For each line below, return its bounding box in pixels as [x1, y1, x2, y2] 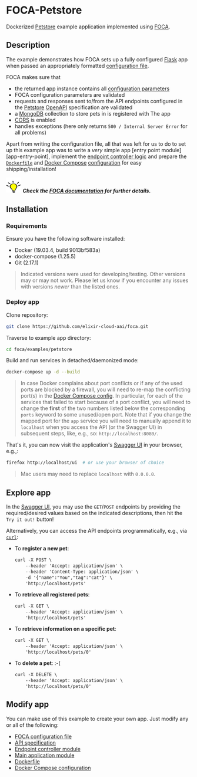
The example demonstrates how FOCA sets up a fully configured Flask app [6, 55, 188, 63]
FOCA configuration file [14, 733, 72, 740]
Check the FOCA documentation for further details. [22, 187, 151, 194]
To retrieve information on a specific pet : [14, 625, 116, 632]
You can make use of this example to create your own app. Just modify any [6, 715, 189, 722]
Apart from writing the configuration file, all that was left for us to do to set [6, 140, 186, 147]
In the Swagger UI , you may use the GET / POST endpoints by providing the [6, 503, 181, 510]
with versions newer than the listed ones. [20, 283, 121, 290]
